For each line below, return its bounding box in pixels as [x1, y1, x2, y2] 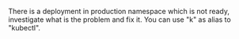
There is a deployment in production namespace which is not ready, [8, 7, 230, 16]
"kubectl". [8, 23, 41, 32]
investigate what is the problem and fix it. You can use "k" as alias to [8, 15, 231, 24]
